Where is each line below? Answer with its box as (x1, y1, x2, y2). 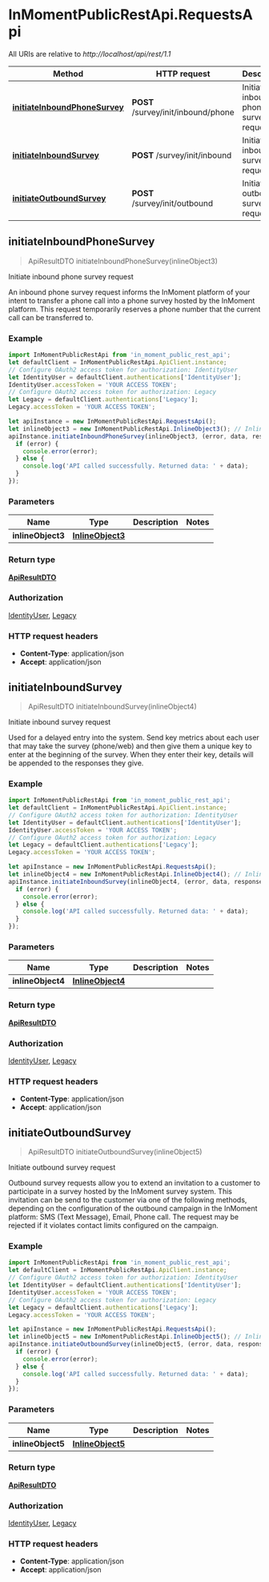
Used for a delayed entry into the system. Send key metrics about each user (8, 733, 260, 742)
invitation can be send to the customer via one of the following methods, (8, 1195, 247, 1205)
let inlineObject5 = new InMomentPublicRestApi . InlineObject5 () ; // (8, 1333, 242, 1341)
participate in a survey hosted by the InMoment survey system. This (8, 1186, 232, 1196)
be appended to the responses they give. (8, 758, 144, 768)
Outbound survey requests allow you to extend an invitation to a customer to (8, 1178, 261, 1188)
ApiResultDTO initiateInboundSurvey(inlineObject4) (27, 701, 198, 711)
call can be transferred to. (8, 312, 94, 322)
